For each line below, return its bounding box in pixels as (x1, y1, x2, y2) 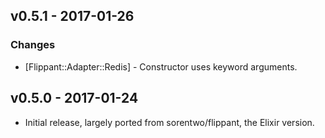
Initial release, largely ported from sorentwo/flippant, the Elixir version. (24, 116, 315, 128)
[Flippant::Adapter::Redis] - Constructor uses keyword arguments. (24, 60, 298, 73)
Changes (10, 38, 56, 52)
